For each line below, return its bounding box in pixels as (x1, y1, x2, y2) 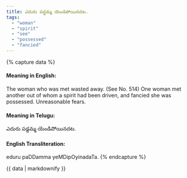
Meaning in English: (6, 72, 57, 79)
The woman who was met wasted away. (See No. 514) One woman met (6, 85, 182, 93)
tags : (6, 14, 20, 20)
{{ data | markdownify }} (6, 165, 66, 172)
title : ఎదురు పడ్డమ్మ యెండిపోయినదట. (6, 8, 88, 15)
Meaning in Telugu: (6, 112, 56, 119)
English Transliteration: (6, 140, 66, 147)
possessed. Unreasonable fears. (6, 98, 86, 105)
